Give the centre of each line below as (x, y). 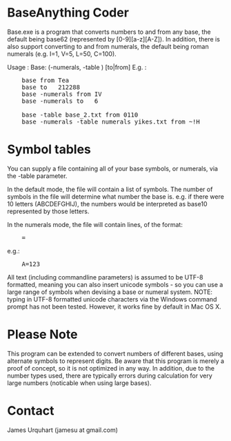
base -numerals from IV (62, 94)
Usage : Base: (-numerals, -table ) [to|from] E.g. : (77, 67)
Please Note (42, 334)
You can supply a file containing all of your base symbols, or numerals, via (113, 168)
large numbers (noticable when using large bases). (79, 383)
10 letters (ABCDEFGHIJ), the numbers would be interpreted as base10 (107, 204)
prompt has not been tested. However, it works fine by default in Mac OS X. (114, 306)
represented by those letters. (48, 211)
